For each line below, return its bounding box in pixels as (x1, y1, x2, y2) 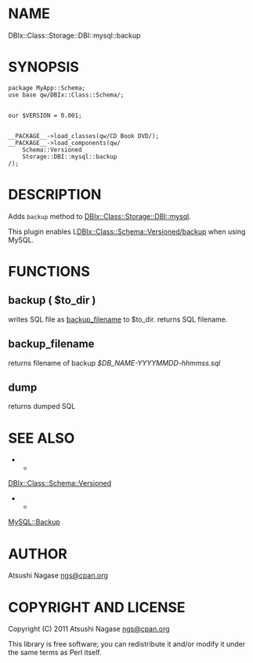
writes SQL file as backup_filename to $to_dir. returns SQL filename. (8, 315, 228, 324)
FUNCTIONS (8, 263, 90, 280)
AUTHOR (8, 545, 68, 563)
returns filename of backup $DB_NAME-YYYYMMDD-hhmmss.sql (8, 358, 221, 367)
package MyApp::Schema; (8, 84, 86, 92)
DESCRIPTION (8, 186, 102, 204)
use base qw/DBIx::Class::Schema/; (8, 91, 125, 99)
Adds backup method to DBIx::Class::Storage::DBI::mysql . (8, 211, 192, 220)
